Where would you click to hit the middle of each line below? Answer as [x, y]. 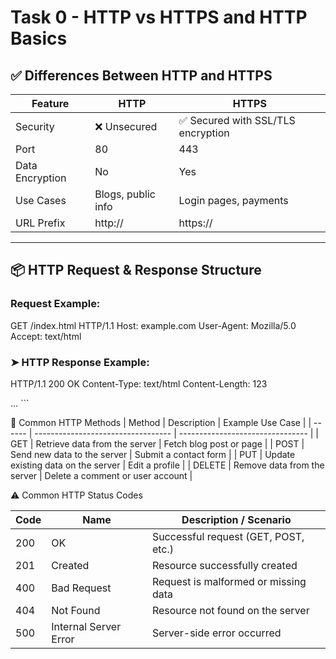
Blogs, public [125, 194]
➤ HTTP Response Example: [80, 362]
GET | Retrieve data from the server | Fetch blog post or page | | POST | [157, 443]
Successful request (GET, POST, [228, 536]
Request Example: [55, 304]
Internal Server [86, 626]
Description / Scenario [236, 519]
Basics [39, 38]
